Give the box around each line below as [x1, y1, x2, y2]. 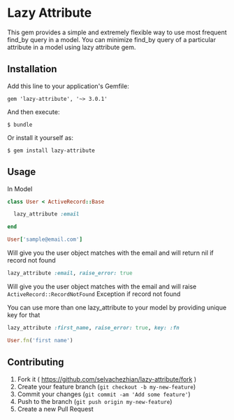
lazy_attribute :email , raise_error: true [7, 269, 133, 277]
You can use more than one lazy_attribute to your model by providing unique [7, 303, 227, 311]
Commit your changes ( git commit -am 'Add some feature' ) [17, 390, 191, 398]
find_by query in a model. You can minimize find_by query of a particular [7, 35, 217, 43]
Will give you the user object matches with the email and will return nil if [7, 248, 214, 257]
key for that [7, 310, 41, 319]
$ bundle [7, 121, 33, 128]
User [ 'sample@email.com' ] [7, 236, 82, 243]
